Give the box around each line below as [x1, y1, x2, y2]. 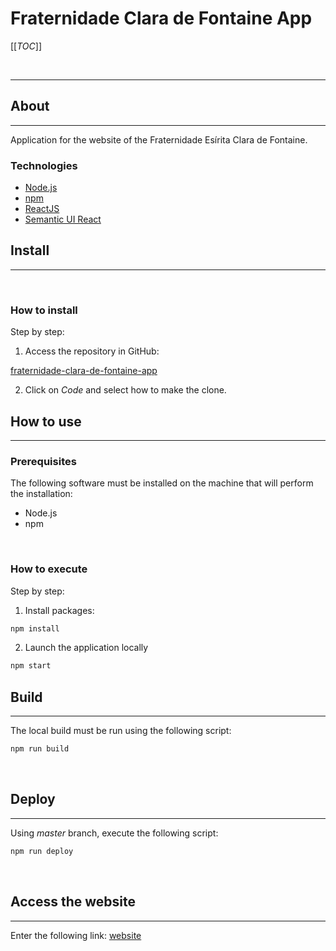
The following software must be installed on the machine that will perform [10, 477, 314, 489]
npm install [10, 623, 60, 634]
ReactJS [24, 203, 60, 215]
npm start [10, 661, 52, 671]
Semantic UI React [24, 213, 102, 226]
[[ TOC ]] [10, 40, 42, 52]
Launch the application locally [24, 642, 149, 654]
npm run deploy [10, 846, 74, 856]
